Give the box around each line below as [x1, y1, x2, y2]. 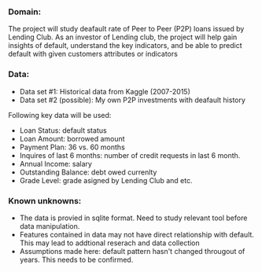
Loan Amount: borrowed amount [19, 134, 125, 143]
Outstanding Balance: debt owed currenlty [19, 167, 157, 177]
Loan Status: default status [19, 125, 108, 135]
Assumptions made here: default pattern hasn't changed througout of [19, 246, 245, 255]
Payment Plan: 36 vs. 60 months [19, 142, 126, 152]
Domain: [8, 6, 42, 17]
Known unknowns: [8, 195, 82, 206]
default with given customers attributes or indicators [8, 50, 179, 59]
